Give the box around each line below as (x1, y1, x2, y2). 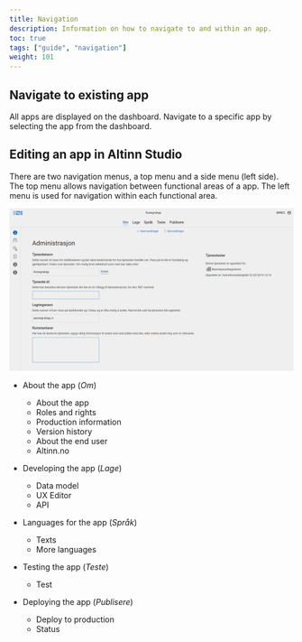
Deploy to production (35, 614, 115, 625)
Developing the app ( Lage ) (22, 463, 123, 474)
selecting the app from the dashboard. (9, 120, 152, 131)
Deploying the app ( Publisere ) (22, 597, 133, 608)
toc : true (9, 33, 47, 42)
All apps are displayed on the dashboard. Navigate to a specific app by (9, 111, 272, 122)
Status (35, 624, 60, 635)
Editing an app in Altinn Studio (9, 147, 183, 163)
